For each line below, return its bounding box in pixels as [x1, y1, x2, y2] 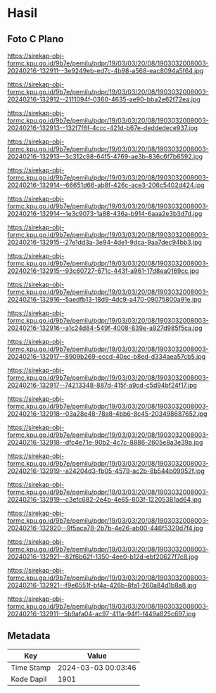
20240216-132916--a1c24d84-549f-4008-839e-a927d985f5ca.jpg [7, 324, 203, 332]
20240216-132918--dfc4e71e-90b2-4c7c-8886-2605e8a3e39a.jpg [7, 438, 203, 446]
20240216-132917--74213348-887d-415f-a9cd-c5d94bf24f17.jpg [7, 381, 197, 389]
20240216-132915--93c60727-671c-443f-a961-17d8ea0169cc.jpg [7, 267, 199, 275]
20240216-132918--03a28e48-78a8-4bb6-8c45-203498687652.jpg [7, 409, 208, 418]
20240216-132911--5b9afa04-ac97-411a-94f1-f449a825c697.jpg [7, 610, 196, 618]
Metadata [7, 630, 51, 642]
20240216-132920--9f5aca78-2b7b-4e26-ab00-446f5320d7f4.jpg [7, 524, 203, 532]
